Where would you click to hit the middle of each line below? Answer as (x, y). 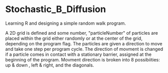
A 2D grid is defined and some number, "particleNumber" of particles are (82, 33)
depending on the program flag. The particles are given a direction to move (84, 43)
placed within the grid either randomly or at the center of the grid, (74, 38)
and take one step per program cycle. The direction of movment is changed (84, 49)
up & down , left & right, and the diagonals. (50, 65)
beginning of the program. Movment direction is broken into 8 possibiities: (82, 59)
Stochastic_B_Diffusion (56, 9)
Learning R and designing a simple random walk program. (65, 23)
